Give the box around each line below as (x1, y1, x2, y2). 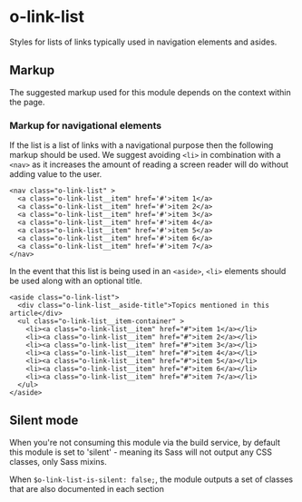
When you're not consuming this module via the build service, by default (9, 437, 281, 448)
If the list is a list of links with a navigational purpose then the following (9, 140, 274, 151)
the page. (9, 96, 45, 107)
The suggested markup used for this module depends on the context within (9, 86, 292, 97)
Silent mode (9, 413, 79, 428)
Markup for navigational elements (9, 119, 161, 132)
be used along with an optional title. (9, 275, 143, 287)
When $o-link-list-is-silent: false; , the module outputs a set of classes (9, 474, 293, 485)
